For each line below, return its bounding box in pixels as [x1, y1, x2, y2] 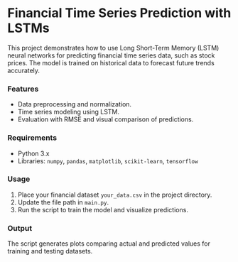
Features [7, 84, 39, 94]
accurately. [7, 66, 40, 75]
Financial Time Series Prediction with [7, 5, 232, 21]
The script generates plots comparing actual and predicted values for [7, 239, 211, 248]
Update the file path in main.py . [17, 197, 109, 207]
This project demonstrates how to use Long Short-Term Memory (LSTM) [7, 43, 220, 52]
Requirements [7, 133, 58, 143]
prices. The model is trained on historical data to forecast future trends [7, 58, 215, 67]
